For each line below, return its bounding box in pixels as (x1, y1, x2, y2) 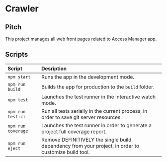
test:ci (7, 114, 26, 119)
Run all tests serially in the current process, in (41, 107, 148, 114)
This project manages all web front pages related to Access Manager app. (5, 36, 157, 42)
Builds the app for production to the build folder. (41, 83, 155, 90)
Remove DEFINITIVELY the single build (41, 136, 132, 143)
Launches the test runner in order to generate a (41, 122, 152, 129)
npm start (7, 74, 31, 80)
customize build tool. (41, 149, 90, 156)
